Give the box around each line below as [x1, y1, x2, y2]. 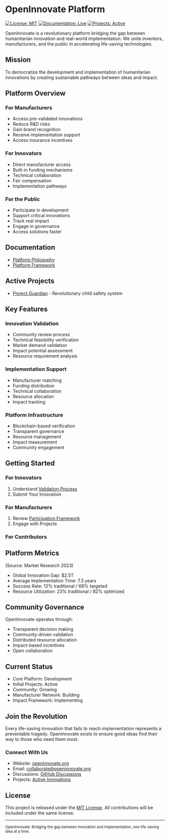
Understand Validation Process [12, 486, 77, 492]
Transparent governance [12, 428, 64, 434]
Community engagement [12, 444, 65, 450]
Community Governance [5, 603, 84, 612]
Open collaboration [12, 648, 53, 654]
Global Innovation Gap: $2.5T [12, 572, 74, 578]
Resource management [12, 433, 62, 440]
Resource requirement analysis [12, 353, 77, 359]
